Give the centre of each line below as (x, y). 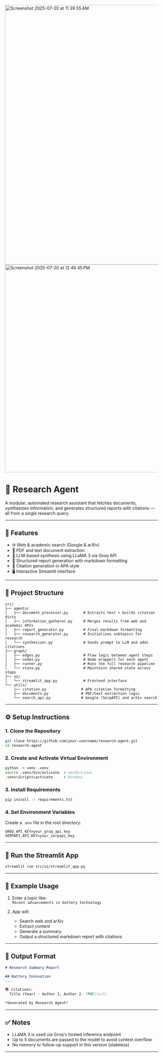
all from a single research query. (37, 513)
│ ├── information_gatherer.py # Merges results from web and (76, 621)
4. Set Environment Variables (40, 812)
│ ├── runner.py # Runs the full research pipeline (80, 664)
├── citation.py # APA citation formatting (75, 689)
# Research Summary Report (32, 968)
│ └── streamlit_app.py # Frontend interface (66, 681)
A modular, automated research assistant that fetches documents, (71, 503)
